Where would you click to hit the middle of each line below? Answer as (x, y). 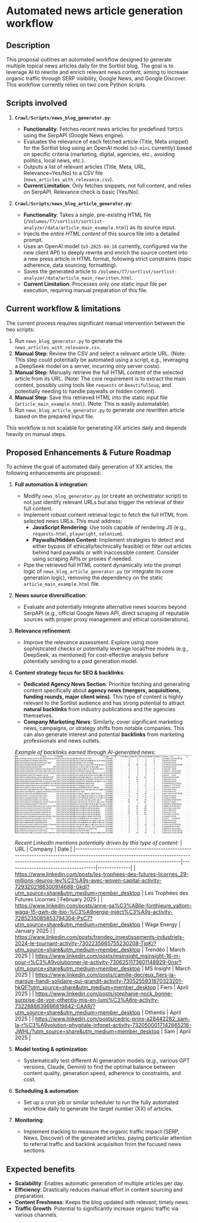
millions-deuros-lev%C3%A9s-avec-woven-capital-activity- (88, 880)
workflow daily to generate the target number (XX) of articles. (98, 1109)
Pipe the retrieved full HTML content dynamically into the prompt (102, 565)
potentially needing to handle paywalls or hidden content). (85, 391)
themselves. (38, 716)
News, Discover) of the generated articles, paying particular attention (108, 1138)
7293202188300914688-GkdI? (52, 887)
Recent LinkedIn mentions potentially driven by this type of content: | (98, 843)
